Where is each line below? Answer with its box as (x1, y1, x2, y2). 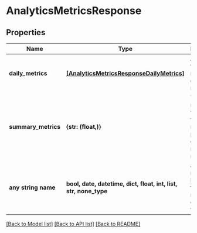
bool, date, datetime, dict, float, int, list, (66, 180, 178, 188)
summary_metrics (9, 123, 60, 131)
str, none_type (66, 187, 108, 195)
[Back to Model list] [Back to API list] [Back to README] (6, 221, 141, 227)
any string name (9, 183, 56, 191)
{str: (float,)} (66, 123, 101, 131)
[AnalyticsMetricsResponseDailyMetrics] (66, 69, 185, 77)
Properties (6, 28, 46, 37)
